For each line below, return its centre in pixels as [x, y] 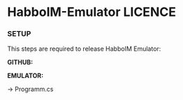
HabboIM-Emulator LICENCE [92, 12]
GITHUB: [20, 62]
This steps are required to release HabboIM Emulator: [84, 49]
